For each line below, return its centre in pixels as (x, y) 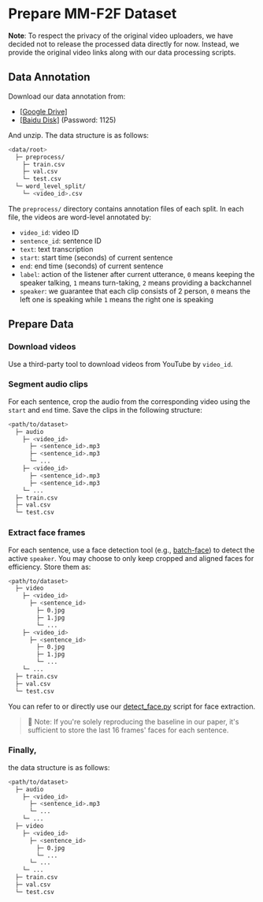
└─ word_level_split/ (51, 186)
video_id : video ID (49, 232)
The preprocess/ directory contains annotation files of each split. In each (126, 208)
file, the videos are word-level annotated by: (80, 217)
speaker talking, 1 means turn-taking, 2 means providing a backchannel (135, 283)
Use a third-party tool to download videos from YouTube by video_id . (121, 364)
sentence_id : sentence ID (61, 241)
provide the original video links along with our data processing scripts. (122, 52)
